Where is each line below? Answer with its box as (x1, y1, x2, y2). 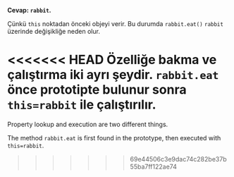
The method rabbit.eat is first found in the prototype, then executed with (7, 133, 221, 142)
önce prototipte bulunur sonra (7, 82, 187, 98)
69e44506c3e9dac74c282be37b (130, 154, 227, 163)
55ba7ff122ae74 (130, 162, 178, 171)
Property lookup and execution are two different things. (7, 120, 168, 128)
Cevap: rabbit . (7, 6, 51, 14)
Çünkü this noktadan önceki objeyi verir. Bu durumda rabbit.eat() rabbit (7, 20, 224, 28)
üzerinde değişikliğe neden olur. (7, 28, 101, 35)
